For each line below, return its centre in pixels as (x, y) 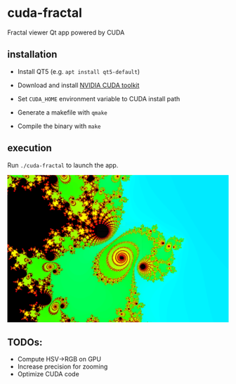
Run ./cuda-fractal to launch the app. (63, 165)
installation (32, 55)
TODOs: (25, 342)
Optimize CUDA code (48, 374)
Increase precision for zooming (63, 366)
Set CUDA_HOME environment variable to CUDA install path (99, 98)
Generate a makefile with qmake (62, 112)
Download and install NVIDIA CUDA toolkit (78, 85)
